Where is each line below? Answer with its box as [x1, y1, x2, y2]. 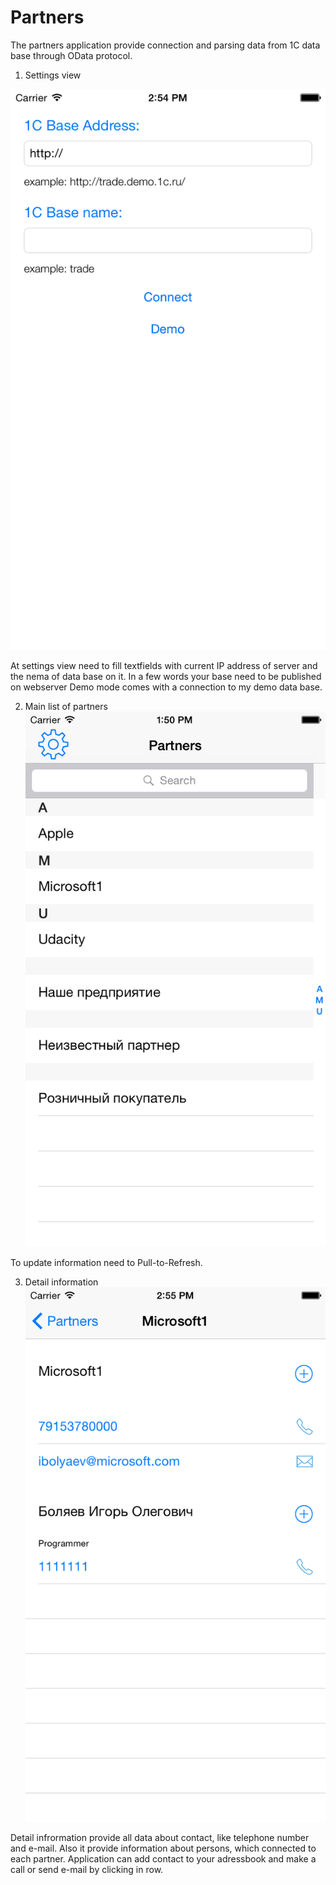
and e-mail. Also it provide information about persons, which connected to [10, 1842, 317, 1854]
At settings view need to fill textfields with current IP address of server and [10, 660, 318, 672]
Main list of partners [24, 701, 108, 713]
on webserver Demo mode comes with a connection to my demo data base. [10, 681, 323, 693]
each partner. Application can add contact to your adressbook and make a [10, 1852, 317, 1865]
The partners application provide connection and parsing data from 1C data [10, 39, 321, 51]
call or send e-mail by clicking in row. [10, 1863, 164, 1875]
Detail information [24, 1276, 99, 1288]
